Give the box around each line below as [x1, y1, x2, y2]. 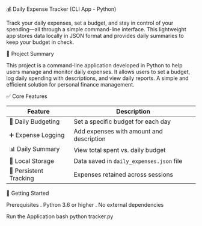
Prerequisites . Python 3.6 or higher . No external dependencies [6, 201, 164, 208]
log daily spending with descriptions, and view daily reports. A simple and [6, 75, 189, 82]
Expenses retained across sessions [73, 171, 173, 179]
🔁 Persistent [9, 166, 44, 175]
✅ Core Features [6, 93, 47, 100]
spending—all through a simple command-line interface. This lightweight [6, 26, 186, 32]
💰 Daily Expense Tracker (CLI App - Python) [6, 5, 117, 13]
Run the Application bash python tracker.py [6, 213, 114, 220]
